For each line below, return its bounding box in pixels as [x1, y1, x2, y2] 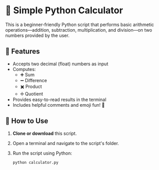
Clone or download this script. [12, 130, 77, 136]
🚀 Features [5, 47, 40, 56]
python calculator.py [12, 160, 58, 165]
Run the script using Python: [12, 150, 72, 156]
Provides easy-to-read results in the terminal [12, 96, 107, 103]
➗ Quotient [20, 90, 43, 96]
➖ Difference [20, 77, 47, 83]
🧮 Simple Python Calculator [5, 5, 123, 16]
